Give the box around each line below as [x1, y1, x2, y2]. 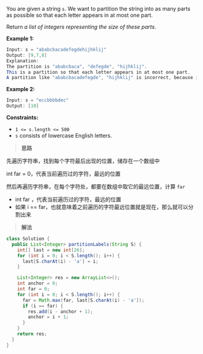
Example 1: [6, 35, 34, 42]
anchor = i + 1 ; [28, 314, 69, 320]
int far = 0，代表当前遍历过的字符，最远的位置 [6, 170, 121, 177]
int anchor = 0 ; [17, 280, 59, 286]
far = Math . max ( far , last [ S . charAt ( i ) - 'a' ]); [22, 297, 145, 303]
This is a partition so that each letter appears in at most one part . [6, 69, 190, 75]
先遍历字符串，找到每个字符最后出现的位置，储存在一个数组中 [6, 157, 160, 164]
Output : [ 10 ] [6, 103, 39, 109]
